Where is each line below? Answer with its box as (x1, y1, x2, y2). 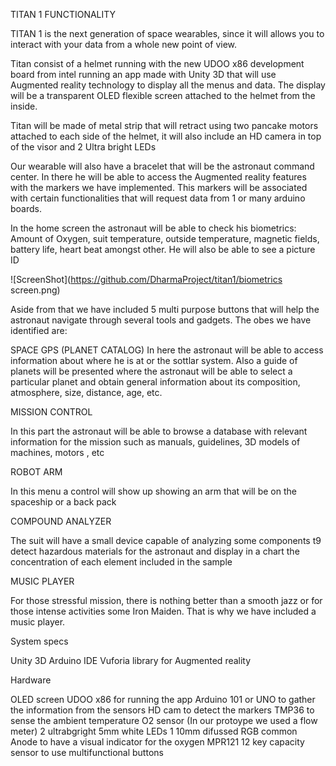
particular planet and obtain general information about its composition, (10, 376, 301, 388)
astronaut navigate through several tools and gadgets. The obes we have (10, 314, 312, 326)
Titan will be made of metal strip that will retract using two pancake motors (10, 120, 319, 131)
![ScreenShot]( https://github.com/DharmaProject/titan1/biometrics (10, 274, 283, 285)
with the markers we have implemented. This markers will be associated (10, 182, 308, 193)
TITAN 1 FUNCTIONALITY (10, 9, 117, 20)
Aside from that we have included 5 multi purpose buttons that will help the (10, 304, 320, 315)
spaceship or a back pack (10, 496, 117, 508)
